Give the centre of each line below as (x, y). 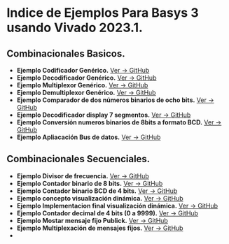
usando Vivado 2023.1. (75, 28)
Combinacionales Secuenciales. (78, 159)
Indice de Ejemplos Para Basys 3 (103, 13)
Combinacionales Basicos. (66, 53)
